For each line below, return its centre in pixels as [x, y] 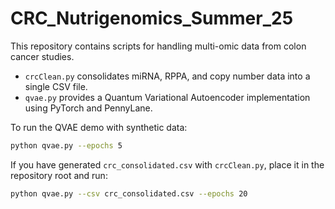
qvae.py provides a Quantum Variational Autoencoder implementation [167, 97]
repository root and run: [59, 175]
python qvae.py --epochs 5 [66, 145]
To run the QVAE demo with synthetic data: [99, 127]
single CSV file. [56, 86]
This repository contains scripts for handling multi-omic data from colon [158, 46]
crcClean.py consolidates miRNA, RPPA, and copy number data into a [167, 76]
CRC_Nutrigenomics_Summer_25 [152, 18]
